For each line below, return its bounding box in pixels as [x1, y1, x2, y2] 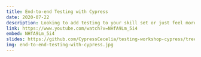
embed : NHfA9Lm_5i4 [6, 31, 55, 37]
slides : [6, 36, 26, 42]
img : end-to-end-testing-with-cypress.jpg [6, 42, 114, 48]
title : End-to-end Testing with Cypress [6, 8, 109, 15]
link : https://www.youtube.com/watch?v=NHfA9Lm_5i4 [6, 25, 138, 31]
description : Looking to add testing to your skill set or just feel [6, 20, 184, 26]
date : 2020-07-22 [6, 14, 50, 20]
